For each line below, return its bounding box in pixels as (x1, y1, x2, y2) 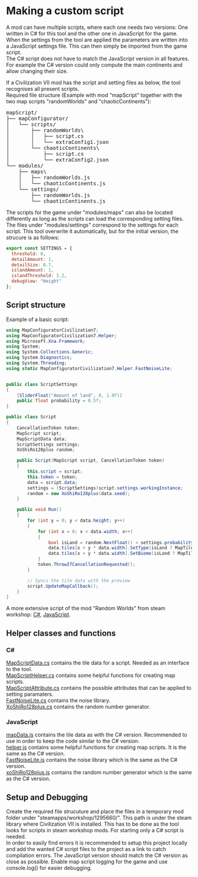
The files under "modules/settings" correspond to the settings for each (6, 221, 179, 228)
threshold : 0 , (11, 251, 46, 257)
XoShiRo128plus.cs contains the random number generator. (6, 703, 150, 710)
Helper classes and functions (6, 628, 116, 638)
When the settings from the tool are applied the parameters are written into (6, 36, 188, 43)
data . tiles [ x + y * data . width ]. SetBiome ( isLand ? (48, 551, 176, 557)
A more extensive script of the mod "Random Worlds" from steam (6, 605, 166, 612)
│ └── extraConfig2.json (6, 156, 109, 163)
